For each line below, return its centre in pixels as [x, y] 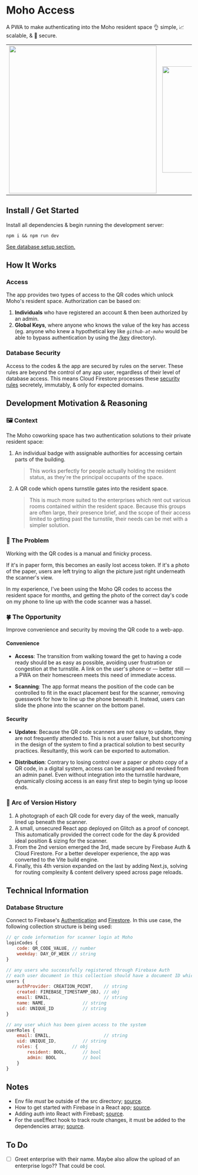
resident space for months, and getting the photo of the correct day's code [97, 595]
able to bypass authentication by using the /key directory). [85, 338]
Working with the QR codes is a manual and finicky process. [79, 554]
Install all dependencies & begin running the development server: [85, 224]
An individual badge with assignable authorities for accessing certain [98, 453]
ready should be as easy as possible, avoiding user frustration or [93, 663]
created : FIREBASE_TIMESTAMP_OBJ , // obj [68, 992]
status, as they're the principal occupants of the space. [96, 477]
